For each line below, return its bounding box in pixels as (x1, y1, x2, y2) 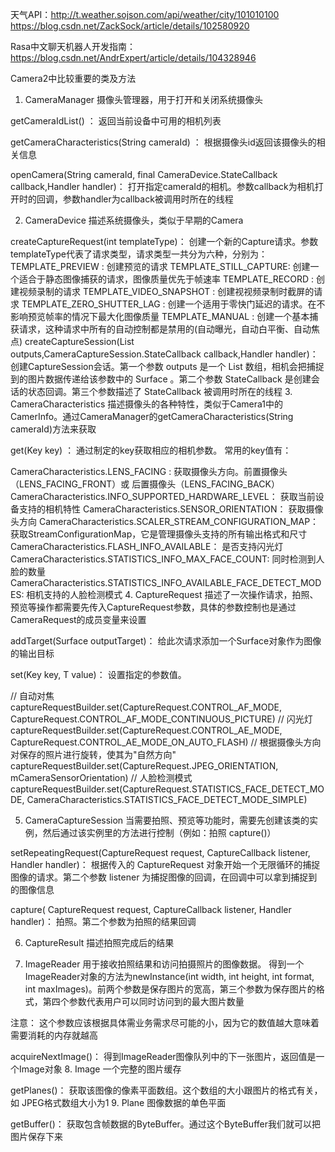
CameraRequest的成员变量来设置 (10, 614, 147, 625)
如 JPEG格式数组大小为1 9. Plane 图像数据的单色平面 (10, 1097, 227, 1108)
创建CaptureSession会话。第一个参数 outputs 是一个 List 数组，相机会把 (10, 361, 307, 372)
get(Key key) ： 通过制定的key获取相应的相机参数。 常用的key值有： (10, 444, 292, 456)
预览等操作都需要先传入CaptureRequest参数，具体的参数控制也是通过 (10, 601, 297, 613)
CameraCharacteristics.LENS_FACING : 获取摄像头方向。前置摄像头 (10, 466, 288, 477)
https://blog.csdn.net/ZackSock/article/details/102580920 (10, 20, 250, 32)
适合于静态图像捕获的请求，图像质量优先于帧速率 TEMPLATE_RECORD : (18, 273, 315, 285)
